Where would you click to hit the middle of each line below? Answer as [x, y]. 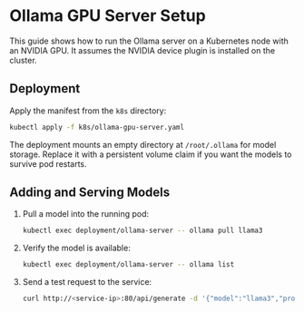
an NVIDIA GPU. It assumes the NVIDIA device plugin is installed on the [142, 50]
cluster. [24, 60]
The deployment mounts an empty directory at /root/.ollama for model [143, 144]
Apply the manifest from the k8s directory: [88, 111]
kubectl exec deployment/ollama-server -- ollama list [128, 265]
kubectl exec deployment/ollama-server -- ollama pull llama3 [142, 231]
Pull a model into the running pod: [86, 214]
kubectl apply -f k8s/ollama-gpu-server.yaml [97, 127]
